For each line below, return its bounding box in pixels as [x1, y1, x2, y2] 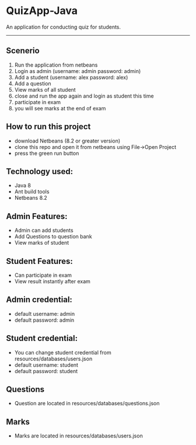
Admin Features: [6, 211, 68, 221]
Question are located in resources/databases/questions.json [14, 400, 160, 407]
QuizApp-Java [6, 4, 78, 18]
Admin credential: [6, 295, 73, 305]
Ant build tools [14, 188, 50, 195]
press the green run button [14, 150, 79, 157]
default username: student [14, 361, 79, 368]
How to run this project [6, 121, 91, 132]
